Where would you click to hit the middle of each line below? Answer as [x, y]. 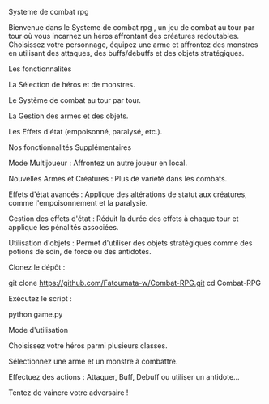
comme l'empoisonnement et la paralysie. [78, 203]
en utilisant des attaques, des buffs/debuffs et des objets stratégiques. [126, 53]
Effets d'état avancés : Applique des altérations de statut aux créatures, [128, 194]
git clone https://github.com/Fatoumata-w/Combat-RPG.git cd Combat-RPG [135, 283]
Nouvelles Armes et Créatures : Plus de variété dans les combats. [118, 179]
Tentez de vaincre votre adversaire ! [68, 393]
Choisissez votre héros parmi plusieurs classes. [88, 346]
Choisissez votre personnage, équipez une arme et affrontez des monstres [133, 45]
